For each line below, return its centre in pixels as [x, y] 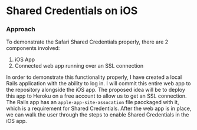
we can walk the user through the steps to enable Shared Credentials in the [98, 115]
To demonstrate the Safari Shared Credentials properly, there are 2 [87, 42]
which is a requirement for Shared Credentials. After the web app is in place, [99, 109]
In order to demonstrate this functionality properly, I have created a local [94, 77]
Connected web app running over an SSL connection [79, 66]
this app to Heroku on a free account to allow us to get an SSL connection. [96, 96]
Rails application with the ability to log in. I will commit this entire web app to [98, 84]
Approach [21, 29]
